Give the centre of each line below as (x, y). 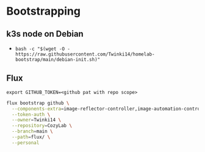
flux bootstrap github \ (38, 103)
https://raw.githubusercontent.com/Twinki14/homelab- (85, 54)
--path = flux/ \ (31, 137)
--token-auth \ (31, 114)
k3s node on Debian (45, 34)
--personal (26, 143)
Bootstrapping (44, 11)
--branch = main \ (32, 132)
